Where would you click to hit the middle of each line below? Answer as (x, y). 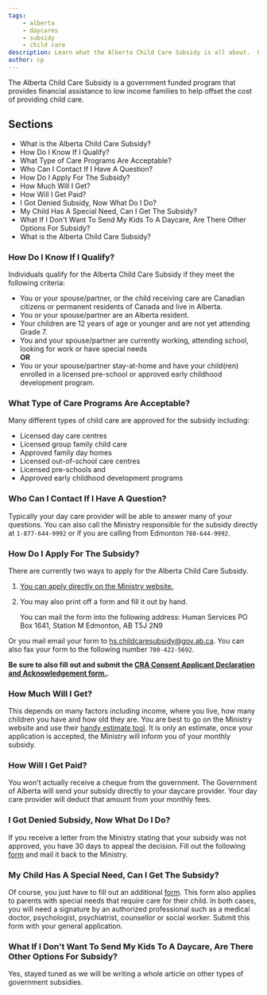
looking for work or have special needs (83, 348)
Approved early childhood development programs (101, 478)
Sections (31, 124)
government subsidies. (46, 982)
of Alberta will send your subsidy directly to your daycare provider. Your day (133, 791)
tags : (17, 15)
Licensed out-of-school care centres (80, 461)
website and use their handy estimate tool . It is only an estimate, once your (131, 728)
